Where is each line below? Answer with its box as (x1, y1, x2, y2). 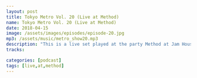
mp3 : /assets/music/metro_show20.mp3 (6, 36, 98, 42)
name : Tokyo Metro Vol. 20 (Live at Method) (6, 19, 117, 25)
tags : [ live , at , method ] (6, 63, 64, 69)
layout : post (6, 8, 38, 15)
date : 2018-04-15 (6, 25, 49, 31)
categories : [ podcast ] (6, 57, 62, 63)
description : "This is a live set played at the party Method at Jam (6, 42, 180, 48)
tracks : (6, 47, 25, 53)
